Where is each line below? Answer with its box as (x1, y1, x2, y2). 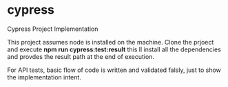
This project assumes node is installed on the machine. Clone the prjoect (7, 38, 214, 46)
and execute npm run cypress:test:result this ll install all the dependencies (7, 45, 222, 53)
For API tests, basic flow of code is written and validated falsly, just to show (7, 66, 222, 74)
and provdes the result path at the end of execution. (7, 52, 155, 60)
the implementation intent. (7, 73, 81, 81)
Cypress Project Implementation (7, 25, 99, 33)
